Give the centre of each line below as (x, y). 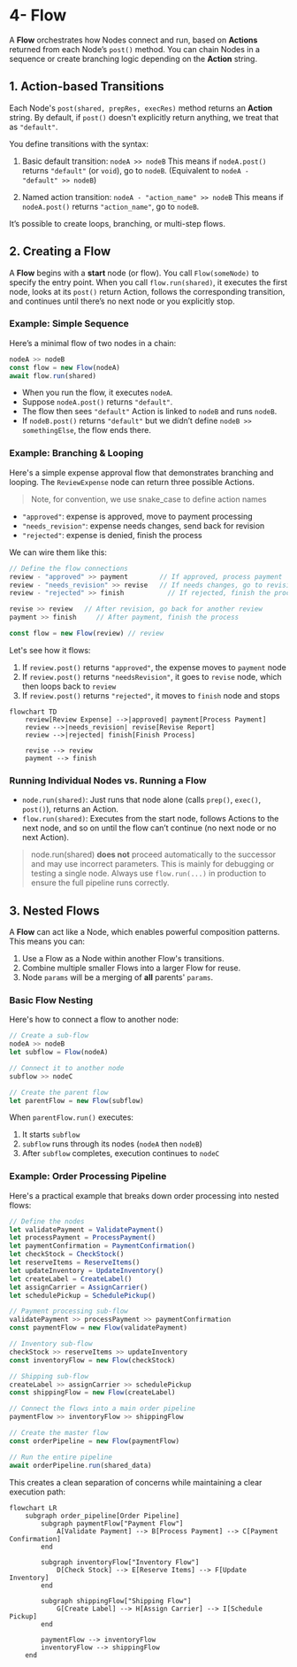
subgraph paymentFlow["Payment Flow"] (112, 1524)
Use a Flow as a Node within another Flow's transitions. (123, 959)
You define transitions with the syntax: (79, 143)
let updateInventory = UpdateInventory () (87, 1270)
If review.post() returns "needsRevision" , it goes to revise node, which (152, 676)
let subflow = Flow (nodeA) (59, 1053)
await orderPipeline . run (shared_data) (80, 1465)
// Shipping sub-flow (49, 1376)
